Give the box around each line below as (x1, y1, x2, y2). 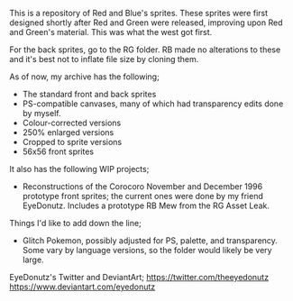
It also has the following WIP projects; (9, 164, 150, 174)
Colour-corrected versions (22, 117, 122, 128)
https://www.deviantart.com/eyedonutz (9, 281, 156, 292)
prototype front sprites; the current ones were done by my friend (22, 191, 264, 201)
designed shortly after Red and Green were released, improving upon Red (9, 17, 283, 28)
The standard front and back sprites (22, 89, 157, 99)
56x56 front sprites (22, 146, 95, 157)
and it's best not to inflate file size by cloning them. (9, 54, 199, 64)
